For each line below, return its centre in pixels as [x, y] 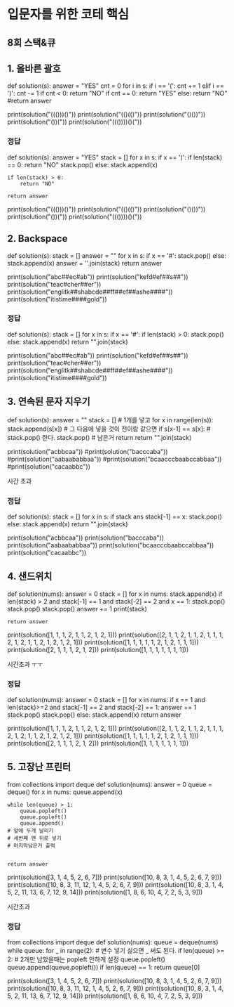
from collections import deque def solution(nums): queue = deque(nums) [113, 942]
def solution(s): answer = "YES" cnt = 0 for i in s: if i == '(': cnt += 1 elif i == [116, 86]
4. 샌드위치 [30, 577]
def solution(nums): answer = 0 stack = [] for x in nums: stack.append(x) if [115, 594]
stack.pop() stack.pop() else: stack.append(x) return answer [95, 715]
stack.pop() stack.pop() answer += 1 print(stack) [77, 609]
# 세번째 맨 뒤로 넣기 [34, 838]
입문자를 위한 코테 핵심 [68, 14]
